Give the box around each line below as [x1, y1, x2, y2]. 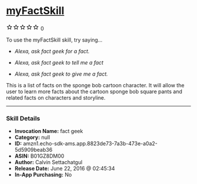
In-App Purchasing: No [14, 171, 72, 178]
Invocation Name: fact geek [14, 128, 83, 135]
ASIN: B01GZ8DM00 [14, 152, 64, 159]
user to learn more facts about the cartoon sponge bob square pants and [6, 88, 183, 95]
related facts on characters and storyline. [6, 94, 106, 101]
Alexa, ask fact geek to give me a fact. [14, 70, 108, 77]
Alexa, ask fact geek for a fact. [14, 47, 90, 54]
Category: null [14, 134, 50, 141]
